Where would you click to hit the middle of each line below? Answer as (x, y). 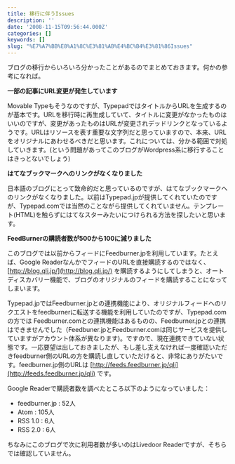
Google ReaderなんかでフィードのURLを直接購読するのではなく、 (115, 262)
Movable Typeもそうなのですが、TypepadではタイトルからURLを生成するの (117, 106)
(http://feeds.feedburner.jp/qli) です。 (61, 373)
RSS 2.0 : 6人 (36, 430)
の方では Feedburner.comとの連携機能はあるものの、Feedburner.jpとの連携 (116, 321)
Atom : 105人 (36, 412)
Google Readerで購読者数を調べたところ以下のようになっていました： (109, 388)
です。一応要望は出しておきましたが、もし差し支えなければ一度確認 (111, 347)
